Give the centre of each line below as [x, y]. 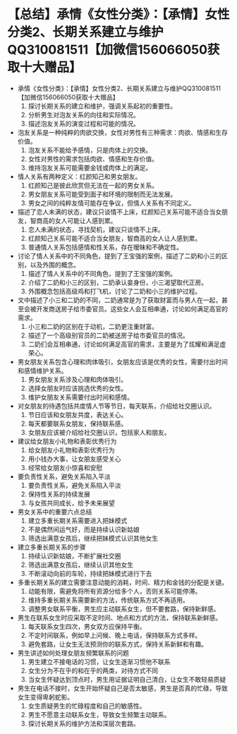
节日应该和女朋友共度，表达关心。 [78, 414]
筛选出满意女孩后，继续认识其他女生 [81, 565]
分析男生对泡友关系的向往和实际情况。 [84, 114]
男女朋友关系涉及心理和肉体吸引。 [78, 379]
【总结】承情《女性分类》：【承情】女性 [119, 14]
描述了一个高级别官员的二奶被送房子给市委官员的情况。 [108, 335]
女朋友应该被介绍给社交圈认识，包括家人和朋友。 [99, 432]
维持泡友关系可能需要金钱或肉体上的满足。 [90, 167]
